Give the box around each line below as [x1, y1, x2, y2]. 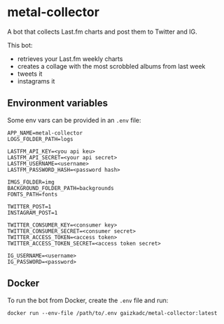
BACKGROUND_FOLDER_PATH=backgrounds [7, 184, 114, 191]
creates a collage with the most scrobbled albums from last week [17, 62, 206, 70]
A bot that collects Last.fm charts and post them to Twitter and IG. [7, 27, 197, 36]
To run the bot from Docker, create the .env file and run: [7, 296, 169, 304]
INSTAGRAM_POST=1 [7, 209, 58, 216]
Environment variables [7, 97, 108, 109]
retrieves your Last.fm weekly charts [17, 54, 123, 63]
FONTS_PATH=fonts [7, 191, 58, 198]
